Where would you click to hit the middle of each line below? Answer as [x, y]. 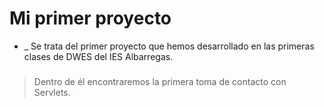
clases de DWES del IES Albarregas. [98, 56]
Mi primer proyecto [90, 18]
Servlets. [52, 92]
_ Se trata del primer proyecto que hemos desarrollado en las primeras [169, 46]
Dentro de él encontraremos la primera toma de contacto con [160, 81]
